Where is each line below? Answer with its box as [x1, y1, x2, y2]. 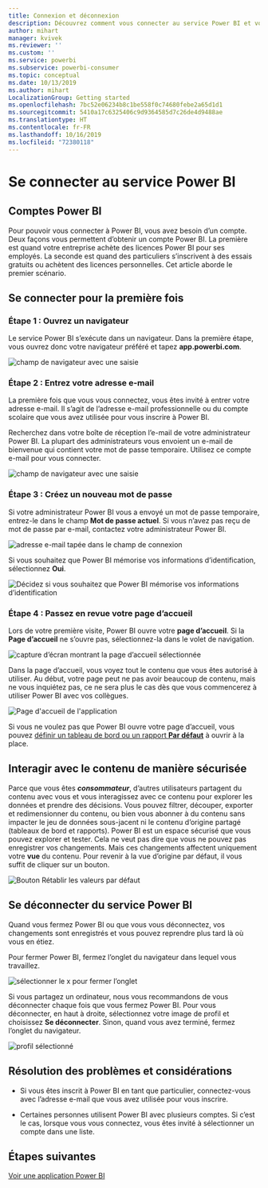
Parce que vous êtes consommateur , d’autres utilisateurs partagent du [8, 783, 242, 793]
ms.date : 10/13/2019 [8, 78, 77, 86]
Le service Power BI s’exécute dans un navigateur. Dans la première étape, [8, 334, 254, 343]
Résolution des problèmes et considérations [8, 1065, 233, 1078]
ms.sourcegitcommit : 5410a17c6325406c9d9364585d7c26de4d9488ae [8, 109, 223, 117]
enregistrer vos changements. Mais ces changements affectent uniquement [8, 842, 258, 852]
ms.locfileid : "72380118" [8, 138, 94, 146]
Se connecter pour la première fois [8, 291, 184, 305]
